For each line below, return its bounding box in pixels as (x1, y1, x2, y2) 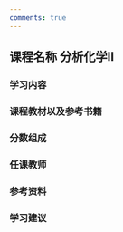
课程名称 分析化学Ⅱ (9, 49, 115, 64)
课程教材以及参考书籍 (9, 105, 102, 118)
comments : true (9, 13, 67, 23)
